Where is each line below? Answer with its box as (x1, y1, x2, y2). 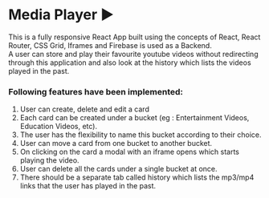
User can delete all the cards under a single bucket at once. (19, 164, 218, 174)
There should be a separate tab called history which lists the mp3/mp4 (19, 172, 255, 182)
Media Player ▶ (8, 6, 115, 24)
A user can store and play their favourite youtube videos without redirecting (8, 49, 259, 59)
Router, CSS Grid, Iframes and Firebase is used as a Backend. (8, 40, 213, 50)
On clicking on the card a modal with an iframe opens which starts (19, 147, 239, 157)
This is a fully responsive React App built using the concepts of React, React (8, 32, 261, 42)
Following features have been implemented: (8, 86, 183, 97)
